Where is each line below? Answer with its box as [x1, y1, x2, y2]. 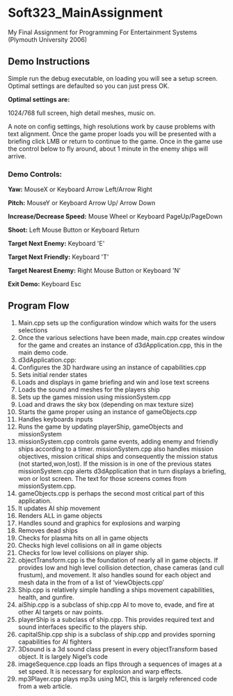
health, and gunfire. [17, 593, 75, 601]
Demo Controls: [8, 169, 63, 179]
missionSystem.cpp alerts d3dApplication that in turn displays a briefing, [17, 466, 227, 475]
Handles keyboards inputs [17, 415, 93, 423]
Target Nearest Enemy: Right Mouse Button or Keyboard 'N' [8, 267, 182, 275]
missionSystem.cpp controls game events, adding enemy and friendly [17, 437, 218, 445]
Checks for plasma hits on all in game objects [17, 533, 149, 542]
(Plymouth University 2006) [8, 35, 88, 43]
